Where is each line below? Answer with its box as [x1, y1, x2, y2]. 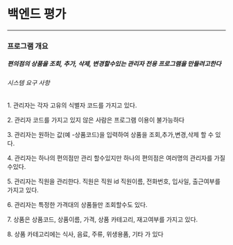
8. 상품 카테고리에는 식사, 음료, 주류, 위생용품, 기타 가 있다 [7, 230, 164, 239]
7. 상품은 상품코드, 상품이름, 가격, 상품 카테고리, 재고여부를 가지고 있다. [7, 215, 198, 224]
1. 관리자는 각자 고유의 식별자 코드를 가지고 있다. [7, 101, 137, 109]
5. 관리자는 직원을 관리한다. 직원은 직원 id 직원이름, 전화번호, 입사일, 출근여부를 [7, 177, 221, 185]
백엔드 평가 [7, 6, 67, 22]
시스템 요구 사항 [7, 78, 51, 87]
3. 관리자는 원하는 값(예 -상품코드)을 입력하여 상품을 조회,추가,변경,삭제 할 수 [7, 131, 214, 139]
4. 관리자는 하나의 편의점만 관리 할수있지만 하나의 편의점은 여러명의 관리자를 [7, 154, 213, 163]
